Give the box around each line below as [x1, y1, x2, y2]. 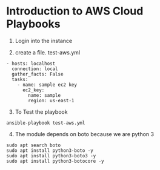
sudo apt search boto [6, 142, 61, 148]
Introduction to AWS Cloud [6, 4, 144, 18]
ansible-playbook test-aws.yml [6, 120, 85, 126]
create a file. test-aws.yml [15, 48, 81, 56]
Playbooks [6, 17, 61, 31]
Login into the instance [15, 37, 73, 44]
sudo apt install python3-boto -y [6, 147, 94, 154]
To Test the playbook [15, 108, 68, 116]
